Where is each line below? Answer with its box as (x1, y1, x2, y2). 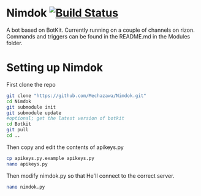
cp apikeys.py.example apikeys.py (6, 155, 95, 161)
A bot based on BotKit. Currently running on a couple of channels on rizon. (6, 26, 195, 34)
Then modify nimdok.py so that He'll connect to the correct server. (6, 172, 175, 180)
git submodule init (6, 104, 56, 110)
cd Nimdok (6, 98, 32, 104)
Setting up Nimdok (6, 61, 103, 74)
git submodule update (6, 110, 62, 116)
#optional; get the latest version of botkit (6, 115, 124, 122)
